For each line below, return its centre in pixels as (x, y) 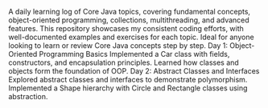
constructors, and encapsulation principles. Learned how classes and (124, 62)
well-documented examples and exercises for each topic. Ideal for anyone (132, 37)
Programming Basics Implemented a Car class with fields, (134, 54)
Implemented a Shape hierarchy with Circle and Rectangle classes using (128, 88)
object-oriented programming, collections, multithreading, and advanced (129, 20)
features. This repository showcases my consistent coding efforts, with (126, 28)
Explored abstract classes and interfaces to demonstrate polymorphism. (128, 80)
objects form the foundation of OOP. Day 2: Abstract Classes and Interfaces (134, 71)
